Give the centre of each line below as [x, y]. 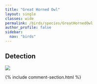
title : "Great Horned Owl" [33, 9]
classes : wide [20, 18]
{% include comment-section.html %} [43, 77]
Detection [20, 56]
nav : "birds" [23, 37]
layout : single [21, 14]
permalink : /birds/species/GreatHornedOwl [49, 23]
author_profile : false [28, 28]
